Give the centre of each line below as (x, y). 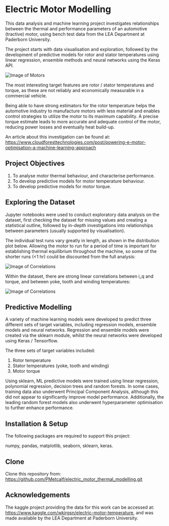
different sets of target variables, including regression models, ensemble (81, 325)
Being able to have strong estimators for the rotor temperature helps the (80, 105)
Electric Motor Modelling (58, 9)
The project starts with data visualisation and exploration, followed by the (81, 49)
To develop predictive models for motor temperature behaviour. (79, 181)
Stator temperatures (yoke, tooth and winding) (61, 366)
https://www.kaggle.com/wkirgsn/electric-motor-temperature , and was (79, 512)
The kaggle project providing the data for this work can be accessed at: (80, 507)
